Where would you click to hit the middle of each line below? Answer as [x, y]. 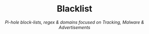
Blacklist [74, 9]
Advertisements [74, 27]
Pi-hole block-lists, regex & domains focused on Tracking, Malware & [74, 22]
